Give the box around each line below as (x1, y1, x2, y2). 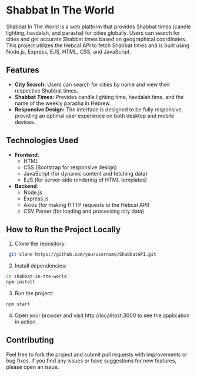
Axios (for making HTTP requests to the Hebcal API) (23, 201, 150, 208)
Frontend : (14, 151, 39, 158)
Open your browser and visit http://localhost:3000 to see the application (14, 312, 190, 319)
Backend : (14, 182, 39, 189)
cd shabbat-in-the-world (6, 273, 67, 280)
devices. (14, 118, 36, 126)
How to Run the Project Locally (6, 225, 121, 235)
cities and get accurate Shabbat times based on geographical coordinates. (6, 35, 187, 42)
